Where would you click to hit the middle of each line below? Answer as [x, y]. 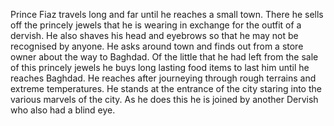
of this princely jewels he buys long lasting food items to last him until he [160, 67]
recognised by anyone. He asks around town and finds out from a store [157, 46]
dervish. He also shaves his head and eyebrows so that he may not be [154, 35]
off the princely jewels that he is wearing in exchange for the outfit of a [156, 25]
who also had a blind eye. [63, 110]
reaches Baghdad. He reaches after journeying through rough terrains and [163, 78]
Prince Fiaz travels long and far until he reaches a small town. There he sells [167, 14]
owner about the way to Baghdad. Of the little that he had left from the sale [164, 57]
